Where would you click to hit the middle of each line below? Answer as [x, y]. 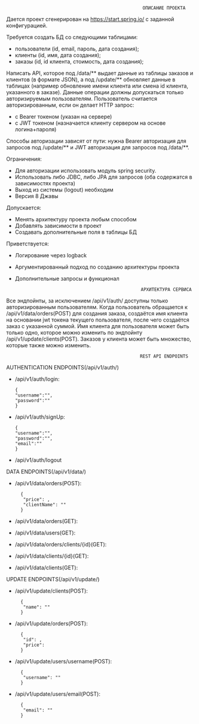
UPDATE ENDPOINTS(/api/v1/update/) [53, 579]
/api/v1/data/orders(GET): [46, 521]
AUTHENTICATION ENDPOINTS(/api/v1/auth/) [63, 367]
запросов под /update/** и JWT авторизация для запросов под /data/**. [98, 147]
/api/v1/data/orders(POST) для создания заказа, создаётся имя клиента [97, 313]
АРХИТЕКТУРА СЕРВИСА [166, 290]
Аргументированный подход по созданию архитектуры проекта [97, 267]
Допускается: [24, 208]
